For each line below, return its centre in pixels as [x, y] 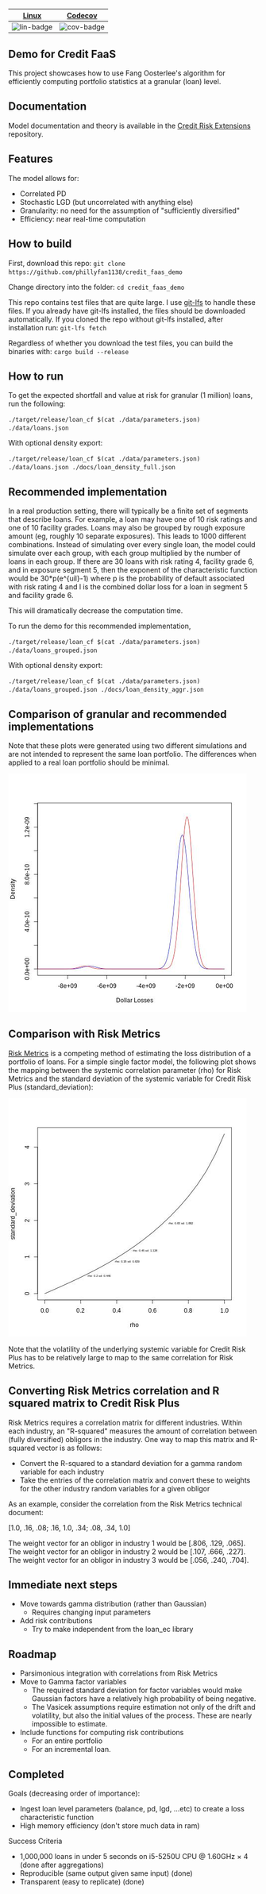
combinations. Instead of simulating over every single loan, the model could [132, 545]
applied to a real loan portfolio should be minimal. [89, 762]
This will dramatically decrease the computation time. [96, 611]
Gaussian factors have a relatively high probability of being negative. [144, 1699]
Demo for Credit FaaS [62, 54]
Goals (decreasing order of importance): [74, 1793]
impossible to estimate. [69, 1724]
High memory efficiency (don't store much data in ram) [110, 1826]
